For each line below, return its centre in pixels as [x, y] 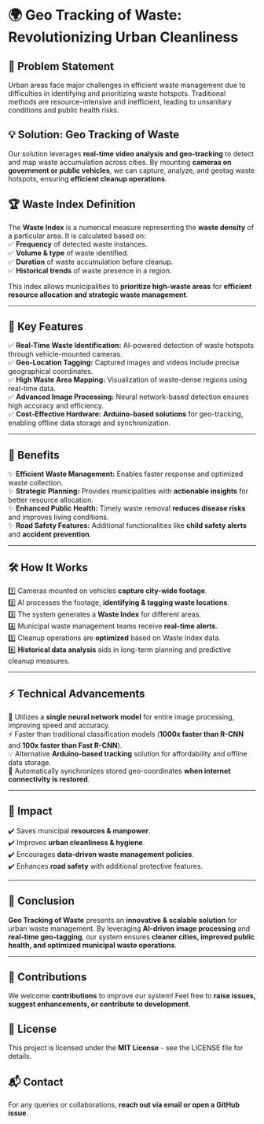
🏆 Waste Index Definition [72, 205]
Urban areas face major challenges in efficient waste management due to [127, 85]
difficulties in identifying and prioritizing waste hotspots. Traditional [117, 93]
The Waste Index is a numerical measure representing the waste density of [131, 227]
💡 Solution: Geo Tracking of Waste [94, 135]
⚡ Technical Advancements [77, 694]
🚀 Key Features [46, 327]
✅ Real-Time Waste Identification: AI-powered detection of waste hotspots [131, 346]
